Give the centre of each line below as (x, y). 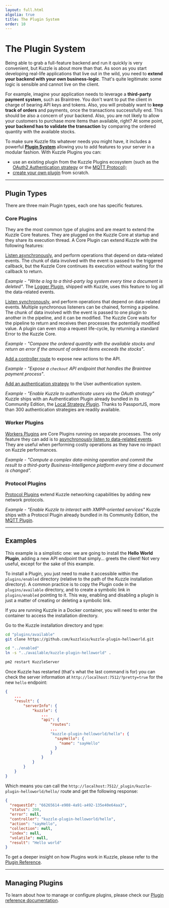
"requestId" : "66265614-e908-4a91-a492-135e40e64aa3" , (68, 805)
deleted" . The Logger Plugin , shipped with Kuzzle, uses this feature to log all (84, 287)
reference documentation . (32, 900)
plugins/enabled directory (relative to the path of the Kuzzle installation (79, 579)
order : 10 (16, 24)
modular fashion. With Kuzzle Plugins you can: (53, 152)
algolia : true (20, 15)
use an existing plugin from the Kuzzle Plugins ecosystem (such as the (86, 162)
